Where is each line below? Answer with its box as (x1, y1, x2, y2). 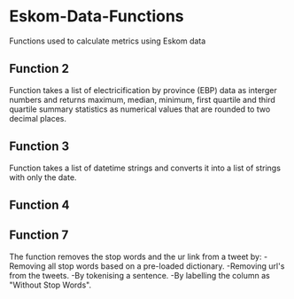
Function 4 (9, 197, 70, 212)
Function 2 (9, 61, 69, 76)
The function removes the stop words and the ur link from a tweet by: (9, 251, 263, 262)
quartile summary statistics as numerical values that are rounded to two (9, 104, 271, 114)
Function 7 (9, 228, 69, 243)
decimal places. (9, 113, 66, 123)
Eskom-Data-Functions (9, 6, 184, 27)
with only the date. (9, 171, 77, 183)
